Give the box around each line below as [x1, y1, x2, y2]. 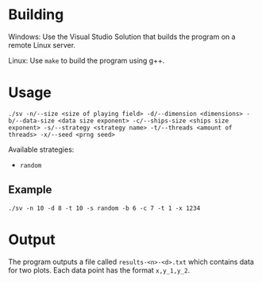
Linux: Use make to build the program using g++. [8, 56, 165, 65]
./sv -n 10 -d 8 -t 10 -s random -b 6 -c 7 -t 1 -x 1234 [8, 204, 201, 212]
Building [8, 6, 64, 24]
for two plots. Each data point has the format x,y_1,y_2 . [8, 265, 191, 275]
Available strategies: [8, 145, 75, 154]
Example [8, 183, 52, 196]
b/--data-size [8, 117, 56, 125]
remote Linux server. [8, 40, 76, 49]
